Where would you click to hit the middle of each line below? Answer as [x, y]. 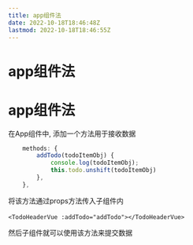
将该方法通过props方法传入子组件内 [66, 200]
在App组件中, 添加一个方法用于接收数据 [72, 133]
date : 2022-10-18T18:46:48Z [54, 23]
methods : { [40, 148]
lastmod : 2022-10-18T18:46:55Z [59, 30]
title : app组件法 [35, 15]
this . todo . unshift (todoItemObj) [103, 170]
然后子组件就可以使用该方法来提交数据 [70, 232]
